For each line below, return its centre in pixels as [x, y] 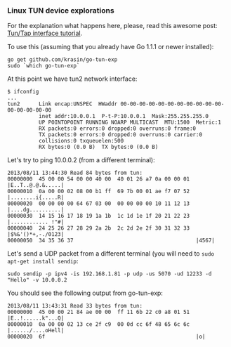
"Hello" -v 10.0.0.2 [38, 280]
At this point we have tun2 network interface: [72, 79]
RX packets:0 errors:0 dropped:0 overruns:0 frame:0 [117, 129]
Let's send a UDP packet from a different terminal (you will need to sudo [111, 254]
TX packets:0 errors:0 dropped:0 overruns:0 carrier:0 [120, 135]
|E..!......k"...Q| [36, 318]
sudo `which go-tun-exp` [44, 66]
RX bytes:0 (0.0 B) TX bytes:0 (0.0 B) [98, 147]
